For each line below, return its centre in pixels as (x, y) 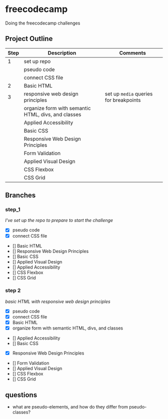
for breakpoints (123, 100)
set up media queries (129, 93)
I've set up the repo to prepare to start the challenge (59, 220)
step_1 (13, 209)
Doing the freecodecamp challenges (43, 23)
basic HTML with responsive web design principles (58, 301)
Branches (20, 195)
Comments (132, 52)
